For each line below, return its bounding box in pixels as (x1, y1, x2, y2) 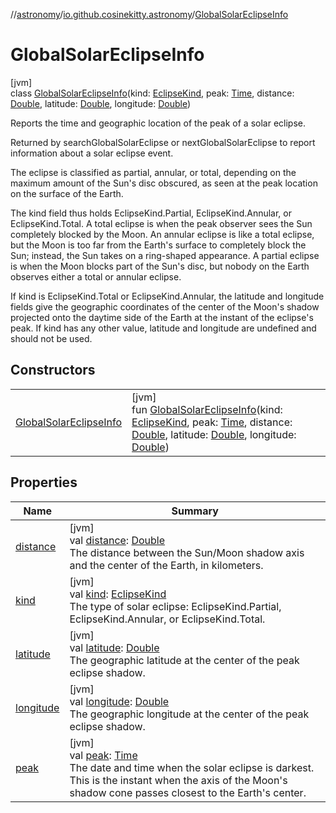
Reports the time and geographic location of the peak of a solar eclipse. (10, 117, 307, 129)
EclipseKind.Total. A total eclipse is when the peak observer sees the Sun (10, 217, 313, 229)
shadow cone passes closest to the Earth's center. (69, 785, 307, 799)
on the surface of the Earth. (10, 187, 124, 199)
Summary (171, 504, 219, 518)
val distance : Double (69, 533, 166, 547)
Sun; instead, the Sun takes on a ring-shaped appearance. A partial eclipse (10, 249, 320, 261)
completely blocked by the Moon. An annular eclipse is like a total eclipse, (10, 228, 315, 240)
